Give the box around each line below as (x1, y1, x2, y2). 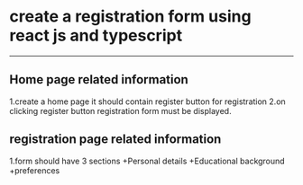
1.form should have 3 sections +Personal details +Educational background (9, 155, 286, 166)
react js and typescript (9, 25, 183, 46)
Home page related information (9, 72, 189, 87)
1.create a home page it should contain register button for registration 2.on (9, 96, 286, 107)
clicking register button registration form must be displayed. (9, 105, 232, 116)
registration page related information (9, 132, 222, 147)
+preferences (9, 164, 60, 176)
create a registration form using (9, 6, 252, 27)
